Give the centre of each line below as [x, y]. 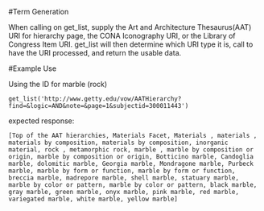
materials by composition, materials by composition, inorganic [118, 143]
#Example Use [33, 68]
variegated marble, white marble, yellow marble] [93, 199]
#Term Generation [39, 12]
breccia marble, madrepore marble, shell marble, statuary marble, [124, 178]
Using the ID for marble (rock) [58, 84]
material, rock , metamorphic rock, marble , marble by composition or [131, 150]
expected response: [41, 121]
